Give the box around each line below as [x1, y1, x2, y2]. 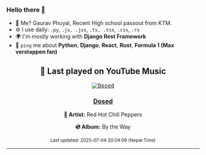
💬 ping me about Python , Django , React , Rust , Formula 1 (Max [15, 42, 175, 49]
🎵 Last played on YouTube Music [39, 66, 167, 76]
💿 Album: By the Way [75, 123, 131, 130]
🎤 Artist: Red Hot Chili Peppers [64, 111, 142, 118]
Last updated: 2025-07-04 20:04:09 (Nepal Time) [50, 137, 156, 143]
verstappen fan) [15, 48, 58, 56]
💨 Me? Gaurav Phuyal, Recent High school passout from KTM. [15, 20, 172, 27]
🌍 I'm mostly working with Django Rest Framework [15, 33, 147, 40]
